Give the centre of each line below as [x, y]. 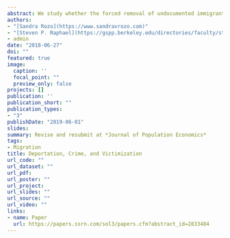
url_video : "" [27, 205]
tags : [15, 141]
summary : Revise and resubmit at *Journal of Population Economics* [107, 134]
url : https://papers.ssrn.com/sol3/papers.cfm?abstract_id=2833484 [112, 224]
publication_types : [35, 109]
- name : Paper [27, 217]
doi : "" [18, 52]
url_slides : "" [29, 192]
